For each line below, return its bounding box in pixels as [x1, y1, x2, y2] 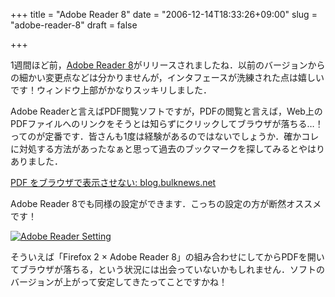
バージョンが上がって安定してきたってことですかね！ [10, 276, 228, 288]
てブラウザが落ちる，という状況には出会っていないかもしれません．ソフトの [10, 264, 325, 275]
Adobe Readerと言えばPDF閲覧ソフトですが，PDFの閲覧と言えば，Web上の [10, 105, 323, 117]
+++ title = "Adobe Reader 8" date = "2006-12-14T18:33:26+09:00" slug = [10, 9, 318, 20]
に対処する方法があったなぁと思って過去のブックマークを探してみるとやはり [10, 143, 325, 154]
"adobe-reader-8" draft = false [10, 19, 138, 31]
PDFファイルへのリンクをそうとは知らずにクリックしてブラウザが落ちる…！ [10, 118, 324, 129]
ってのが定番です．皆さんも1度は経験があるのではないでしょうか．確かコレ [10, 130, 320, 142]
